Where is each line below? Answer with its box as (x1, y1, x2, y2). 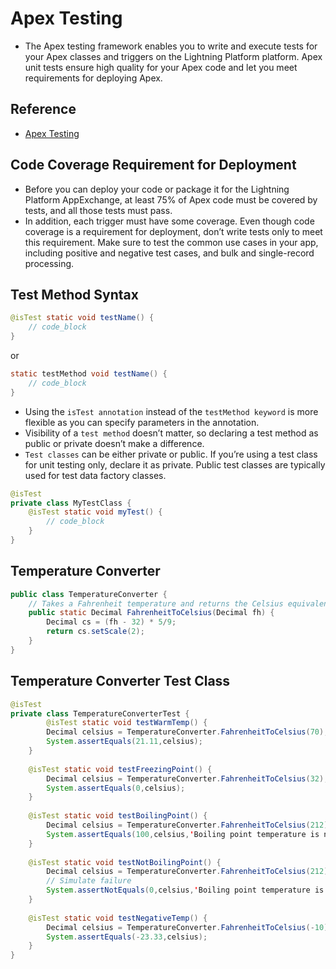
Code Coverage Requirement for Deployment (10, 157, 297, 174)
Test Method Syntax (10, 286, 139, 303)
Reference (10, 101, 77, 118)
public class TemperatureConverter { (10, 589, 168, 599)
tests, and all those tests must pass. (24, 204, 173, 216)
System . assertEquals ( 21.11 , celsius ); (46, 737, 203, 747)
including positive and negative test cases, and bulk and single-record (24, 247, 315, 259)
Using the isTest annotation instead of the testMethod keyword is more (24, 405, 319, 417)
